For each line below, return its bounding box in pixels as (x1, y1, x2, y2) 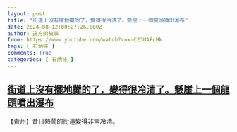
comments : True (7, 50, 52, 57)
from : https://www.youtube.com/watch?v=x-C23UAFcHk (7, 37, 162, 44)
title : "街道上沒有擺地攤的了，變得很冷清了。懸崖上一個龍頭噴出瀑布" (7, 17, 188, 24)
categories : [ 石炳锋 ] (7, 56, 74, 63)
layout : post (7, 10, 46, 18)
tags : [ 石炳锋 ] (7, 43, 55, 50)
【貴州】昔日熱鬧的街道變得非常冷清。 (7, 117, 119, 125)
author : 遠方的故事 (7, 29, 59, 37)
